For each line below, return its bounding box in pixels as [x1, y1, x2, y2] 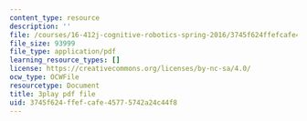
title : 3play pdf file [9, 89, 96, 98]
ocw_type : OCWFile [9, 73, 79, 82]
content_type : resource [9, 13, 101, 23]
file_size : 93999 [9, 38, 76, 48]
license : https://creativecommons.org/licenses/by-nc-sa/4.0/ [9, 65, 251, 74]
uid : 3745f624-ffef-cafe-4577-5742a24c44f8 [9, 97, 178, 107]
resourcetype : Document [9, 81, 101, 90]
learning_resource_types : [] [9, 55, 121, 65]
